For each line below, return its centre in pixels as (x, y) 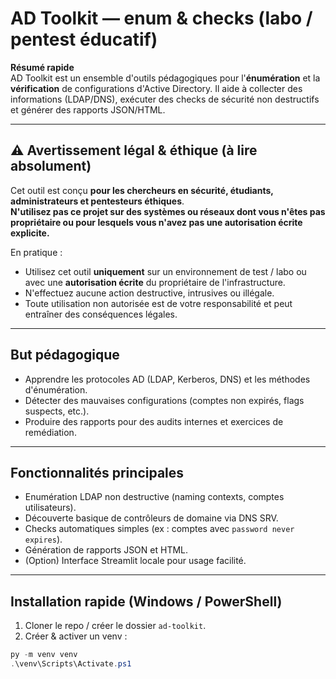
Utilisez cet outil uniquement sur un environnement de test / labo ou (165, 271)
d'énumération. (56, 389)
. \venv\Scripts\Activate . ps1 (71, 664)
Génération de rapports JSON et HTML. (106, 550)
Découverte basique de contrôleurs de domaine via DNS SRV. (151, 518)
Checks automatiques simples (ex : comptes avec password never (159, 529)
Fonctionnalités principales (97, 472)
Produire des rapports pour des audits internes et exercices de (154, 421)
